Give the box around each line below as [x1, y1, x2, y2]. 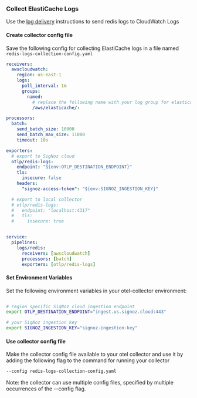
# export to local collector [11, 196, 83, 203]
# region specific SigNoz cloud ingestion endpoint [6, 303, 135, 309]
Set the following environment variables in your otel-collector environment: [6, 287, 187, 294]
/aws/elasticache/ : [32, 104, 80, 110]
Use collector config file [6, 338, 66, 345]
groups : [21, 88, 41, 94]
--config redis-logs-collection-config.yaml [6, 369, 117, 375]
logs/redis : [16, 245, 46, 251]
